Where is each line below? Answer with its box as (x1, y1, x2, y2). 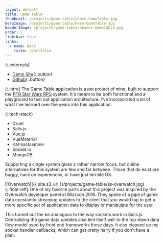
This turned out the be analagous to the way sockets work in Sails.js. (5, 211, 143, 217)
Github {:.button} (12, 76, 45, 82)
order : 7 (5, 30, 23, 35)
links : (5, 39, 19, 44)
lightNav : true (5, 35, 36, 40)
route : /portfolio (14, 48, 51, 53)
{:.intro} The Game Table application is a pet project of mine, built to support (5, 86, 159, 92)
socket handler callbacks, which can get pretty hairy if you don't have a (5, 227, 149, 233)
